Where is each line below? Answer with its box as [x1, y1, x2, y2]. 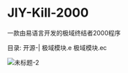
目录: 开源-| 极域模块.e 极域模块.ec [7, 43, 107, 51]
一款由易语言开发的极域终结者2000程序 [7, 29, 121, 37]
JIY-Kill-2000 [7, 5, 89, 21]
